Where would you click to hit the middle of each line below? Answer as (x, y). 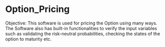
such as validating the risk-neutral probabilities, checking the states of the (83, 33)
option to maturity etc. (28, 39)
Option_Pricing (38, 9)
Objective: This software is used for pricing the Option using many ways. (81, 23)
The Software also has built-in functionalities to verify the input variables (81, 28)
